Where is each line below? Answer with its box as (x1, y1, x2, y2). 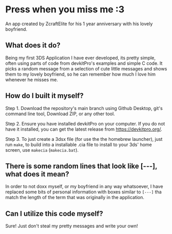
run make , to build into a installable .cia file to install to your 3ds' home (5, 141, 152, 148)
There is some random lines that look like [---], (5, 161, 158, 170)
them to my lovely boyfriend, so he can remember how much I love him (5, 71, 156, 77)
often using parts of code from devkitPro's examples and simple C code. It (5, 60, 163, 66)
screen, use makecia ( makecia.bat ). (5, 147, 79, 153)
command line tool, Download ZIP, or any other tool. (5, 111, 116, 117)
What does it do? (5, 41, 61, 50)
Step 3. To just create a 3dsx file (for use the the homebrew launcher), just (5, 136, 163, 142)
